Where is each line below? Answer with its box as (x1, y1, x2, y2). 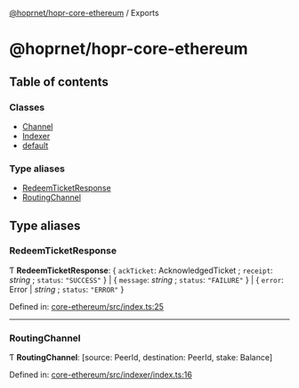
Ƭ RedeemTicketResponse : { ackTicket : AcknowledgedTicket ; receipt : (9, 265, 273, 276)
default (21, 140, 49, 151)
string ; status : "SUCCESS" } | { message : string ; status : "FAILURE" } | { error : (9, 274, 284, 285)
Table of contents (9, 74, 109, 89)
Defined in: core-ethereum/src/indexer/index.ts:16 (9, 369, 193, 380)
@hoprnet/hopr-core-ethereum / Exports (9, 8, 159, 18)
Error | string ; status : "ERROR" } (9, 284, 125, 294)
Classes (9, 101, 45, 113)
